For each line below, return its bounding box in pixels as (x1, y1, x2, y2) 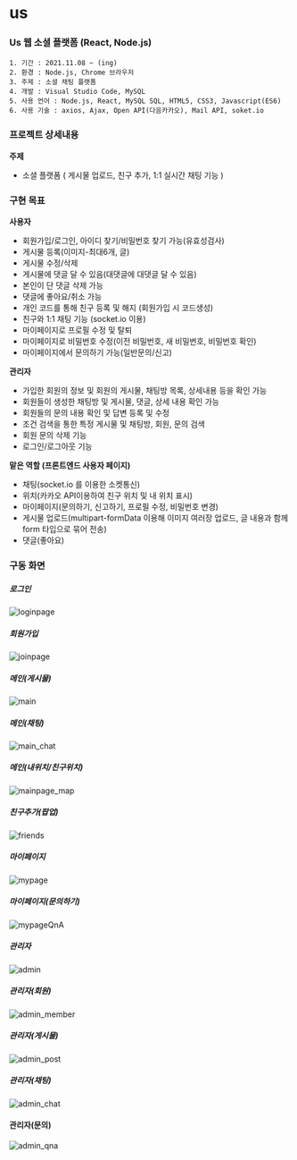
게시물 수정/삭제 (21, 258, 78, 268)
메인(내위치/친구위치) (9, 762, 83, 773)
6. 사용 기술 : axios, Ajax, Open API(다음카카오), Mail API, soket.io (9, 106, 265, 115)
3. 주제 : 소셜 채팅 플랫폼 (9, 78, 96, 87)
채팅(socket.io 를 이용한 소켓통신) (21, 479, 141, 490)
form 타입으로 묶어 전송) (21, 524, 107, 535)
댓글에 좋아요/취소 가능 (21, 292, 103, 302)
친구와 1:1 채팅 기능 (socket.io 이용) (21, 314, 146, 325)
